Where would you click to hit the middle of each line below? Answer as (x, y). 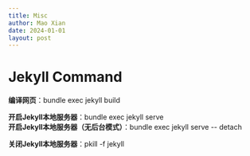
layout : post (30, 38)
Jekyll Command (65, 77)
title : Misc (28, 16)
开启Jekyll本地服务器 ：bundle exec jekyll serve (86, 117)
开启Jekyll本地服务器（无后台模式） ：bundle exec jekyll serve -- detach (125, 127)
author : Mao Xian (37, 23)
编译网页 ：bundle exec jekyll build (64, 100)
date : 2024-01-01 (37, 30)
